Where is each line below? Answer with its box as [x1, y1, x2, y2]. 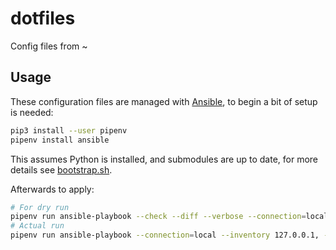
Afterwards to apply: [10, 183, 95, 195]
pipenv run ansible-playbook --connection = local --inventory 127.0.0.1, [10, 230, 320, 241]
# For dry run [10, 202, 70, 212]
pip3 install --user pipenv [10, 125, 128, 136]
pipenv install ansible [10, 135, 110, 145]
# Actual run [10, 221, 65, 231]
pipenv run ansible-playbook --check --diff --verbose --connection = [10, 212, 307, 222]
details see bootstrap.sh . [10, 163, 113, 176]
